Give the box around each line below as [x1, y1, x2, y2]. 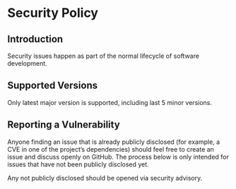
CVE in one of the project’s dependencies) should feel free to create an [7, 145, 214, 153]
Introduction [7, 33, 64, 45]
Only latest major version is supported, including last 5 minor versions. [7, 98, 213, 106]
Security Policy [7, 5, 99, 21]
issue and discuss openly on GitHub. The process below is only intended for [7, 152, 230, 161]
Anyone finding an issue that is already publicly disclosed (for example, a [7, 138, 220, 146]
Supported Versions [7, 80, 98, 92]
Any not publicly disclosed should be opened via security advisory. [7, 173, 203, 182]
